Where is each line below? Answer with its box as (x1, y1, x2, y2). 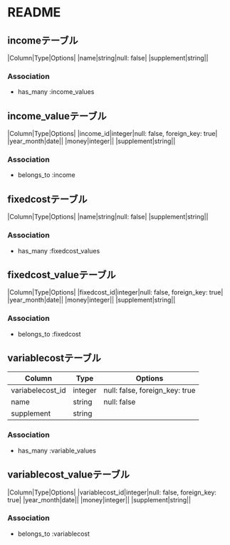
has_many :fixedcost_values (17, 246, 100, 255)
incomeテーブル (7, 34, 78, 46)
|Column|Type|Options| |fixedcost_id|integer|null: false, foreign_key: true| (7, 288, 224, 297)
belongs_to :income (17, 171, 76, 179)
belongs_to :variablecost (17, 529, 90, 538)
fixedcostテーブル (7, 193, 88, 205)
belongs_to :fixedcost (17, 329, 81, 338)
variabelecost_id (11, 386, 66, 396)
